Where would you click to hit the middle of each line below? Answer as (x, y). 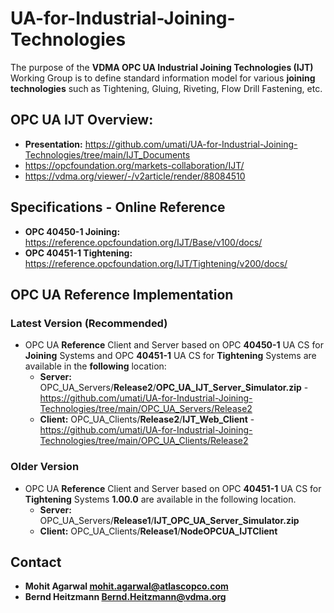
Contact (36, 562)
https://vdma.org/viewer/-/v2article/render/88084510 (135, 176)
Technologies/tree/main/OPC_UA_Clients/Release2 (144, 441)
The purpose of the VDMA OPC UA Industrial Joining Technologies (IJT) (162, 67)
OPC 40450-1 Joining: (72, 231)
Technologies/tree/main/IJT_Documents (107, 154)
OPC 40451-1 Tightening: (78, 253)
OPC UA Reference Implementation (122, 294)
